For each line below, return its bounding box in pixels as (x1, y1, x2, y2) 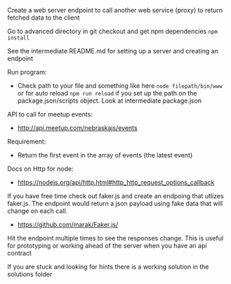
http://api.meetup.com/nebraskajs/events (17, 124, 138, 132)
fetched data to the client (7, 13, 80, 22)
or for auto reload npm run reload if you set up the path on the (17, 89, 197, 97)
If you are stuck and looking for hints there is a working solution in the (7, 263, 209, 271)
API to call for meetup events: (7, 110, 93, 118)
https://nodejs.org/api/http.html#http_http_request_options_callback (17, 179, 215, 186)
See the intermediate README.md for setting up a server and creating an (7, 47, 219, 55)
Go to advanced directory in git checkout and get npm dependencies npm (7, 27, 218, 35)
